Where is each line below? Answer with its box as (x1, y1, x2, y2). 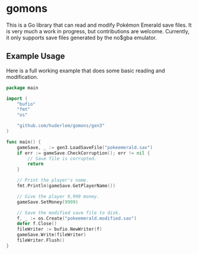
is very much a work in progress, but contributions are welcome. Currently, (6, 27, 190, 34)
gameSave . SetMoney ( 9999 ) (17, 199, 78, 205)
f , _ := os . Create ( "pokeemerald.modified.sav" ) (17, 215, 137, 221)
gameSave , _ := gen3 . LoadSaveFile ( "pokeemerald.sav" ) (17, 144, 153, 150)
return (27, 161, 44, 167)
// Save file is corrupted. (27, 155, 97, 161)
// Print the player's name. (17, 177, 89, 183)
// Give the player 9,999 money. (17, 193, 100, 199)
